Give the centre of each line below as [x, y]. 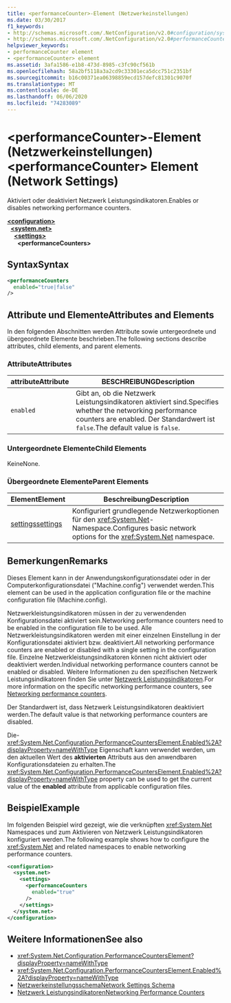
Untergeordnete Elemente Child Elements [77, 449]
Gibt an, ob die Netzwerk [115, 394]
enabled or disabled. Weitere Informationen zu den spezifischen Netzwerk [112, 671]
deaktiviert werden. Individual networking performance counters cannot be [113, 664]
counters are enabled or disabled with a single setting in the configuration [112, 649]
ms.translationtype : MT [41, 84]
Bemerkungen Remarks [58, 561]
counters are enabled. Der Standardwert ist [145, 419]
